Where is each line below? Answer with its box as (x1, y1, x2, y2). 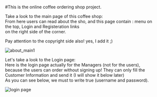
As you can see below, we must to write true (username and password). (5, 77, 149, 83)
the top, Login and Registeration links (5, 24, 80, 29)
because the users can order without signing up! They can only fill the (5, 67, 145, 73)
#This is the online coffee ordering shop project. (5, 4, 102, 10)
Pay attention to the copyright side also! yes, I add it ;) (5, 38, 113, 44)
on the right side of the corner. (5, 29, 67, 34)
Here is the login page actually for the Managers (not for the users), (5, 62, 140, 68)
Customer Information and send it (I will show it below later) (5, 72, 125, 78)
